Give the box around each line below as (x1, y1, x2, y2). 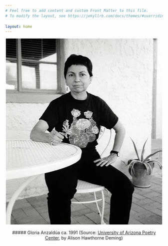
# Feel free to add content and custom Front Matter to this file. (5, 8, 149, 13)
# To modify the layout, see (5, 13, 66, 19)
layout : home (5, 24, 32, 29)
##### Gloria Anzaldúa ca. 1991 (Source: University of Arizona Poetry (12, 229, 156, 235)
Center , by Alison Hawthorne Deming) (44, 235, 123, 241)
